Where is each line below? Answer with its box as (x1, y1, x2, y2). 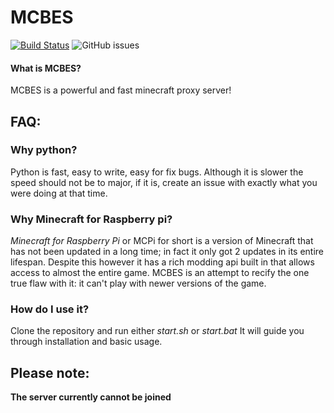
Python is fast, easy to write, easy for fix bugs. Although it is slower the (10, 166, 304, 178)
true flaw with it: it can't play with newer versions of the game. (10, 277, 267, 290)
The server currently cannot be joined (10, 391, 172, 403)
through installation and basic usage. (10, 336, 163, 348)
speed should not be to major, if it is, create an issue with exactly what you (10, 176, 318, 188)
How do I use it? (10, 302, 90, 316)
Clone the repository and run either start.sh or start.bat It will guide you (10, 325, 305, 337)
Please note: (10, 364, 90, 381)
